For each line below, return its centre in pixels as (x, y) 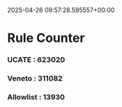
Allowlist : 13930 (36, 97)
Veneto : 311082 (35, 79)
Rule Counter (46, 38)
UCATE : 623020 (36, 60)
